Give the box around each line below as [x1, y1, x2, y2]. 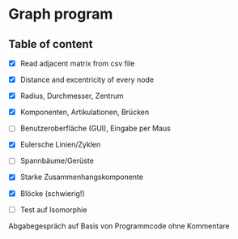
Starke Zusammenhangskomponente [19, 172, 144, 182]
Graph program [8, 5, 113, 23]
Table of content [8, 37, 93, 51]
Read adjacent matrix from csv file [19, 58, 135, 68]
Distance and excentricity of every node [19, 75, 155, 85]
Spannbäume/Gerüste [19, 156, 95, 166]
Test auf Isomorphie [19, 204, 87, 215]
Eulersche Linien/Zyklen [19, 139, 101, 150]
